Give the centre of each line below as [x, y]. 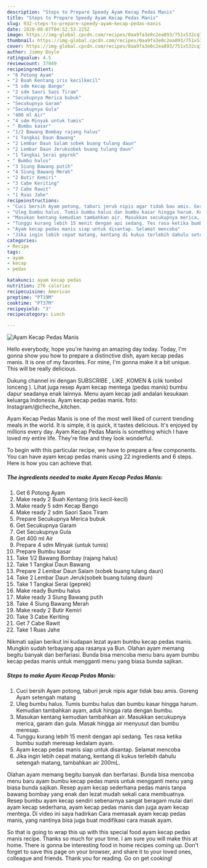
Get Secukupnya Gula [43, 532]
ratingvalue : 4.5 [29, 58]
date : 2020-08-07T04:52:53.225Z [48, 29]
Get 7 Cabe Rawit [38, 624]
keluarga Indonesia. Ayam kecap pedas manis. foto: [72, 401]
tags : [14, 252]
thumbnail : [21, 41]
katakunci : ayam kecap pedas [44, 280]
